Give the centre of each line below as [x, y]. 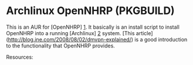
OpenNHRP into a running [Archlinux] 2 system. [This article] [80, 33]
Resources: [20, 57]
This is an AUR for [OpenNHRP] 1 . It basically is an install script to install [93, 27]
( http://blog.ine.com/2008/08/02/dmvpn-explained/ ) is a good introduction [97, 39]
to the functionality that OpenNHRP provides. [61, 46]
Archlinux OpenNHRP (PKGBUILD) [90, 11]
